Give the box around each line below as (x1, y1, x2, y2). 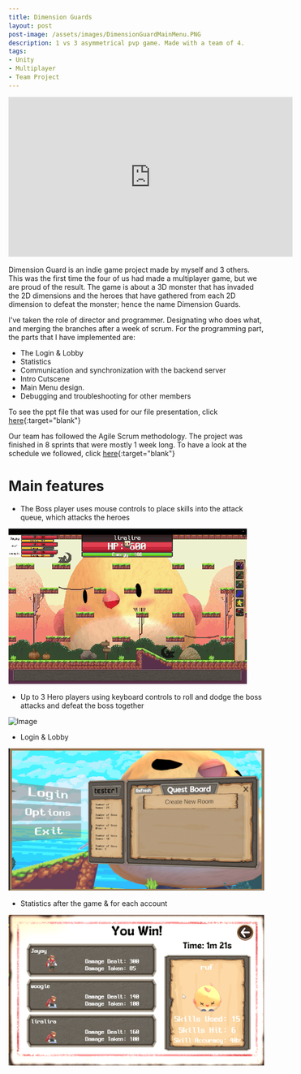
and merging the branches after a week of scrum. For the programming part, (8, 323, 264, 333)
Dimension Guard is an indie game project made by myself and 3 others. (8, 265, 250, 274)
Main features (8, 477, 105, 495)
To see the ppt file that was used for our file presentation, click (8, 407, 218, 416)
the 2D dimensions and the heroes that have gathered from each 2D (8, 291, 236, 300)
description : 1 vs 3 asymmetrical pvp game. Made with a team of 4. (8, 39, 245, 47)
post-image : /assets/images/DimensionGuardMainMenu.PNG (8, 30, 201, 38)
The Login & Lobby (19, 347, 84, 357)
